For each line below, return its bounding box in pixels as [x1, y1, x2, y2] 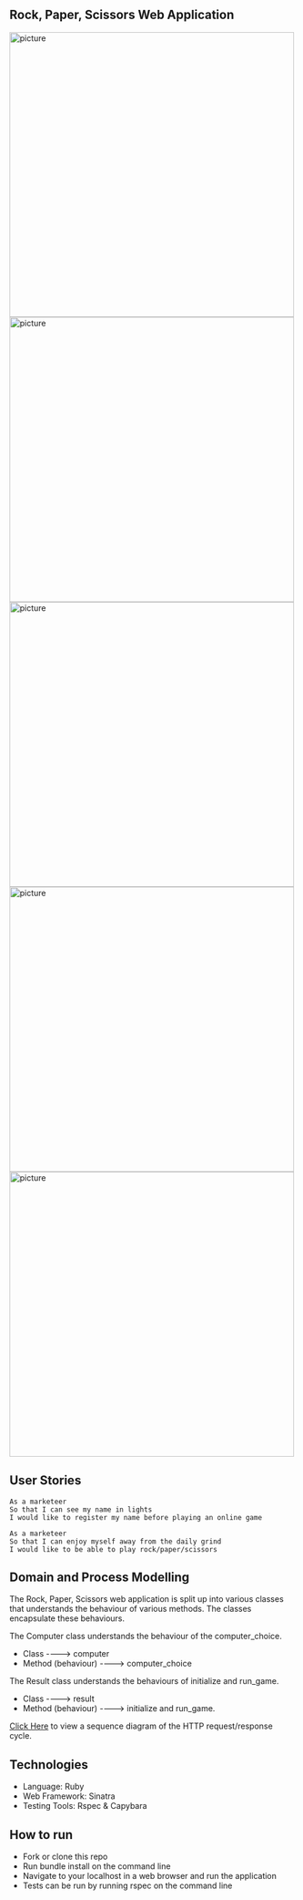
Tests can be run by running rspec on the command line [22, 1880, 233, 1891]
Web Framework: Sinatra [22, 1791, 116, 1802]
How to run [9, 1827, 74, 1843]
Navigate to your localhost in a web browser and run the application [22, 1871, 278, 1882]
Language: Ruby [22, 1781, 85, 1792]
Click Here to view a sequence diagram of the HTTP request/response [9, 1720, 273, 1731]
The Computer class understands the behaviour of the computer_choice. [9, 1631, 282, 1642]
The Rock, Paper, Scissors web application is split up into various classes [9, 1594, 284, 1605]
